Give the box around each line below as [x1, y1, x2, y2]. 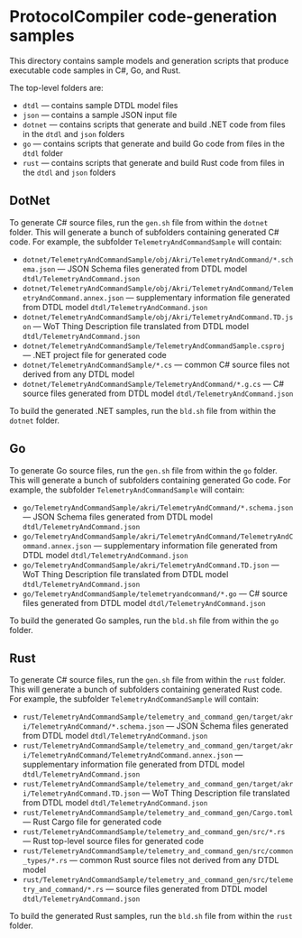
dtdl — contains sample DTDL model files [22, 99, 178, 110]
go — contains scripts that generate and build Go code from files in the [22, 138, 286, 149]
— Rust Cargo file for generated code [22, 816, 162, 827]
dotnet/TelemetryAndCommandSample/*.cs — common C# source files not [22, 359, 290, 370]
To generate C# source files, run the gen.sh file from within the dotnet [9, 216, 269, 227]
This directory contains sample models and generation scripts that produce [9, 55, 289, 66]
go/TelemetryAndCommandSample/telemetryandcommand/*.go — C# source [22, 588, 288, 599]
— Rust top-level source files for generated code [22, 836, 205, 847]
